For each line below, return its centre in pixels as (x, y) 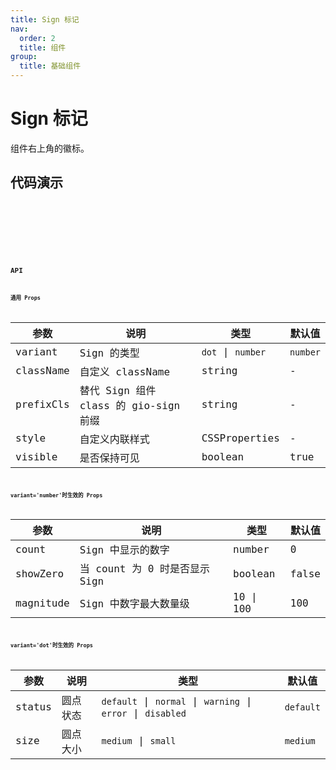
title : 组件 (43, 47)
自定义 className (125, 371)
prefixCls (42, 404)
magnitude (42, 603)
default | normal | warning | (177, 701)
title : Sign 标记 (45, 19)
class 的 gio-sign (130, 405)
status (33, 707)
